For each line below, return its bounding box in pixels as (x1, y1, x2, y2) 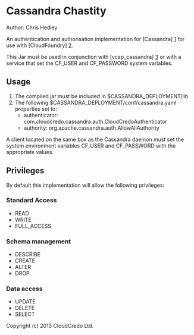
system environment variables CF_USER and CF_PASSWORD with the (6, 142, 176, 149)
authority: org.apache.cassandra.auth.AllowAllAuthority (23, 124, 159, 132)
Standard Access (6, 196, 57, 205)
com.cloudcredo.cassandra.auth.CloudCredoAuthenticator (23, 118, 168, 125)
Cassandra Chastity (6, 4, 107, 18)
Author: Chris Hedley (6, 24, 58, 31)
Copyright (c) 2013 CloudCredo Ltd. (6, 323, 94, 330)
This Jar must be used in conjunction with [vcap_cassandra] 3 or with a (6, 53, 182, 60)
